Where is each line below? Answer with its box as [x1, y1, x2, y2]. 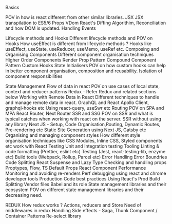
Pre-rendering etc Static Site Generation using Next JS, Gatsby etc [5, 127, 146, 133]
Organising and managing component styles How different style [5, 132, 141, 138]
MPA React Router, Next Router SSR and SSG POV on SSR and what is [5, 110, 153, 116]
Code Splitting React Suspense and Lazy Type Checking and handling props [5, 159, 167, 166]
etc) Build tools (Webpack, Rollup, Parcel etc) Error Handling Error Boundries [5, 154, 167, 160]
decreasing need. [5, 192, 43, 198]
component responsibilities [5, 73, 63, 79]
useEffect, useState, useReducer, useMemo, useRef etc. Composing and [5, 46, 159, 52]
